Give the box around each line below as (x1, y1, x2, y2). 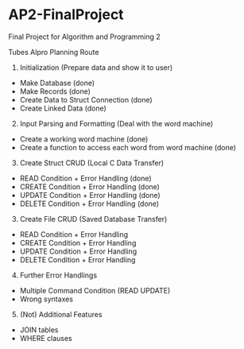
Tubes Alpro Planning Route (8, 47, 99, 56)
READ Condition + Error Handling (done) (19, 173, 153, 183)
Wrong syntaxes (19, 294, 74, 304)
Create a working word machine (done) (19, 134, 149, 144)
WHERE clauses (19, 333, 73, 343)
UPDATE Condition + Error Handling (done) (19, 190, 161, 200)
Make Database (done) (19, 78, 95, 87)
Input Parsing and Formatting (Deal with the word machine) (19, 118, 214, 128)
